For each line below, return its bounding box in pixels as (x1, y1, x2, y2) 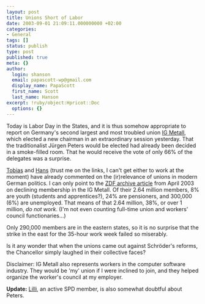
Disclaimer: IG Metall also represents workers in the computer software (6, 260, 185, 267)
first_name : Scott (12, 89, 59, 95)
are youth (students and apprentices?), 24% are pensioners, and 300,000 (6, 192, 193, 200)
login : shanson (12, 71, 51, 78)
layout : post (6, 9, 40, 15)
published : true (6, 54, 48, 60)
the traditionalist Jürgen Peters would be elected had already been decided (6, 142, 196, 149)
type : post (6, 49, 34, 55)
